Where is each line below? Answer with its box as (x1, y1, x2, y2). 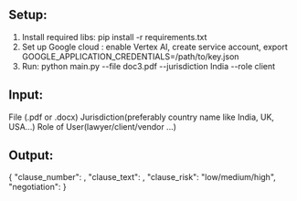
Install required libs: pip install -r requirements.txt (21, 31, 207, 42)
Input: (8, 87, 43, 103)
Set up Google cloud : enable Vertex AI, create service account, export (21, 41, 289, 52)
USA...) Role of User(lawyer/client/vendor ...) (8, 121, 177, 132)
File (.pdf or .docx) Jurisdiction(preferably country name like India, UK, (8, 111, 275, 122)
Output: (8, 148, 54, 164)
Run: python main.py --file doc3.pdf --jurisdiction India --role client (21, 60, 276, 71)
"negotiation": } (8, 182, 67, 193)
